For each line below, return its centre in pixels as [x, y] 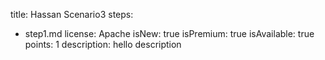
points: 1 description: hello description [103, 44]
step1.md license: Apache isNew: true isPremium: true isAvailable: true [169, 33]
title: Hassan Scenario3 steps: [72, 14]
